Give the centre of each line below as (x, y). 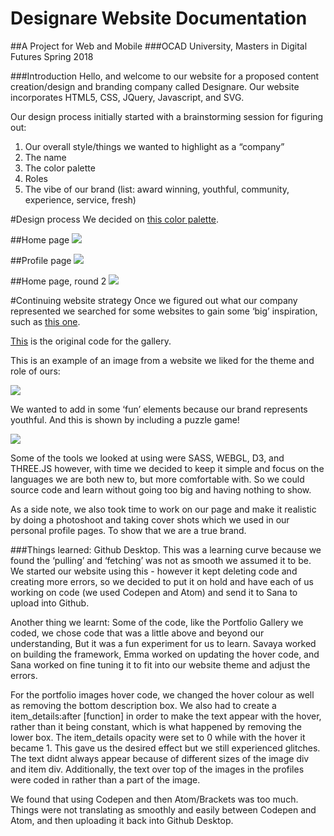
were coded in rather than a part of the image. (105, 779)
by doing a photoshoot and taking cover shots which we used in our (150, 519)
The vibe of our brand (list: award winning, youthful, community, (157, 189)
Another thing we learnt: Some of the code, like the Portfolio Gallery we (157, 622)
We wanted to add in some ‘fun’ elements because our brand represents (159, 409)
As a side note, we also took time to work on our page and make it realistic (163, 509)
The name (45, 157)
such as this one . (45, 321)
